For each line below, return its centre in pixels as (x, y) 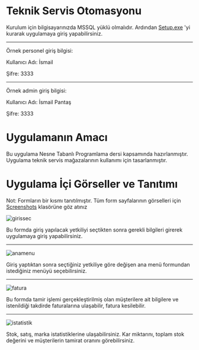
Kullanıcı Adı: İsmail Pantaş (39, 102)
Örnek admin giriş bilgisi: (36, 91)
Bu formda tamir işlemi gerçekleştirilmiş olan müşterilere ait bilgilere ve (92, 299)
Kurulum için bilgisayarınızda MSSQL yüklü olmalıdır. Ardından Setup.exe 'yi (98, 27)
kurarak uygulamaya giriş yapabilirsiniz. (54, 33)
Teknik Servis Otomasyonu (74, 11)
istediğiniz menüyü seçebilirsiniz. (46, 271)
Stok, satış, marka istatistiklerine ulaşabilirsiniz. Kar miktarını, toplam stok (95, 334)
